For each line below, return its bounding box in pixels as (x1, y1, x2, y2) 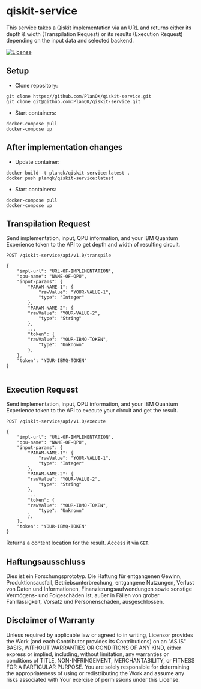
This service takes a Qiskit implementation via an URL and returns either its (6, 24, 192, 31)
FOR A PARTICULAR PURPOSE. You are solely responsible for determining (6, 663, 190, 670)
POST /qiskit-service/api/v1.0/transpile (6, 253, 112, 259)
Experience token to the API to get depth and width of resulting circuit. (6, 241, 181, 248)
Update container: (14, 158, 60, 166)
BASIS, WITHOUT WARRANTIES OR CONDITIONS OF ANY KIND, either (6, 644, 182, 651)
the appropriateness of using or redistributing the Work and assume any (6, 669, 185, 676)
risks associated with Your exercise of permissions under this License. (6, 676, 180, 683)
